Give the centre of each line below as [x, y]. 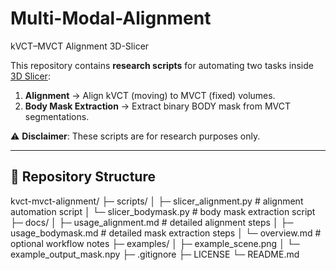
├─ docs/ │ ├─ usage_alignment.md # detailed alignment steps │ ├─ [152, 222]
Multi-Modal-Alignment [111, 18]
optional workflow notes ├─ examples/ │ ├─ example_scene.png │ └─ [155, 243]
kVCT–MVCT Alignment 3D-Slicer [80, 46]
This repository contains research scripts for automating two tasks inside [162, 65]
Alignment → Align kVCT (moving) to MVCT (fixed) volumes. [150, 95]
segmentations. [57, 116]
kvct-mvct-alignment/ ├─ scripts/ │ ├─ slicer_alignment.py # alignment [157, 201]
